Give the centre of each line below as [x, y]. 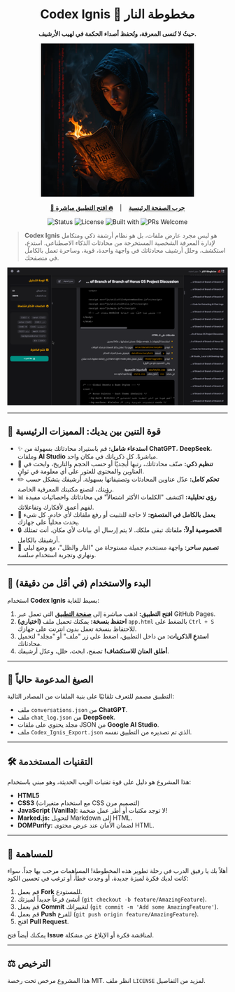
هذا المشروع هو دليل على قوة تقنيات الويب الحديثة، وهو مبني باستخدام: [99, 782]
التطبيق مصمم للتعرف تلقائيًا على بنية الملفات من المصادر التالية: [91, 697]
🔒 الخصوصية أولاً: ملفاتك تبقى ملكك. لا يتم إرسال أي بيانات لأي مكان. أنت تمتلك [120, 530]
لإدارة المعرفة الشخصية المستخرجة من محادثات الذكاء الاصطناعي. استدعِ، [120, 243]
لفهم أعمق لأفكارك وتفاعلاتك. [56, 507]
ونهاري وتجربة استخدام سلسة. [57, 554]
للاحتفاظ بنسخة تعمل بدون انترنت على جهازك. [77, 629]
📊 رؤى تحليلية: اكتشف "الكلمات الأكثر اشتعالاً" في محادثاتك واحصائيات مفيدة [117, 497]
